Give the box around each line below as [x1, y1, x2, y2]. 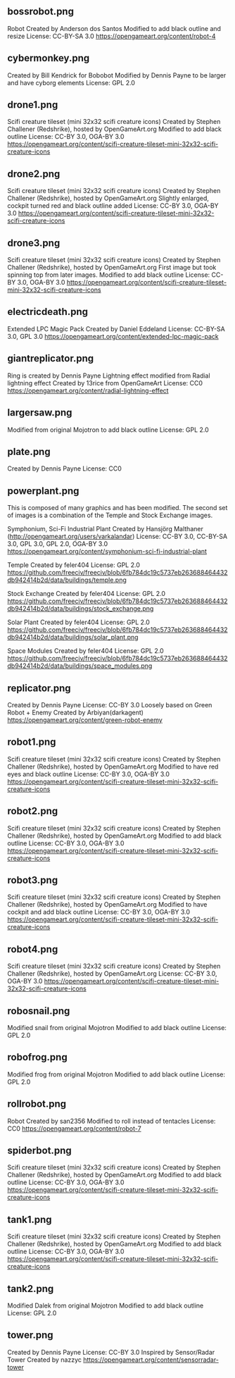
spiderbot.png [7, 1145, 72, 1157]
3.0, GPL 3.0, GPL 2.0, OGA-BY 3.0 [7, 540, 108, 548]
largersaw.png [7, 406, 72, 418]
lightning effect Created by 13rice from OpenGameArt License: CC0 [7, 378, 203, 387]
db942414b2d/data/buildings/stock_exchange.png [7, 604, 154, 613]
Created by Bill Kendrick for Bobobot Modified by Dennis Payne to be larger [7, 70, 227, 80]
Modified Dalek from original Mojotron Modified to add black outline [7, 1301, 204, 1310]
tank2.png [7, 1282, 54, 1295]
